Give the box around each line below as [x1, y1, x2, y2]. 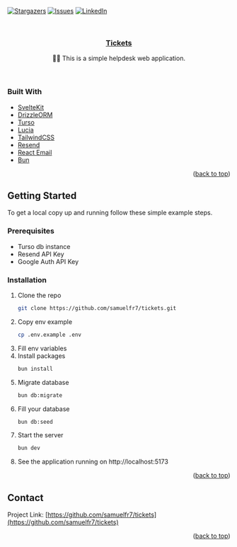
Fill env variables [17, 344, 67, 352]
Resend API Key [17, 250, 65, 258]
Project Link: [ [7, 510, 48, 519]
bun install [17, 365, 53, 372]
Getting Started [7, 190, 77, 202]
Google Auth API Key [17, 257, 79, 265]
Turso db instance [17, 242, 71, 251]
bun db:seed [17, 418, 53, 425]
